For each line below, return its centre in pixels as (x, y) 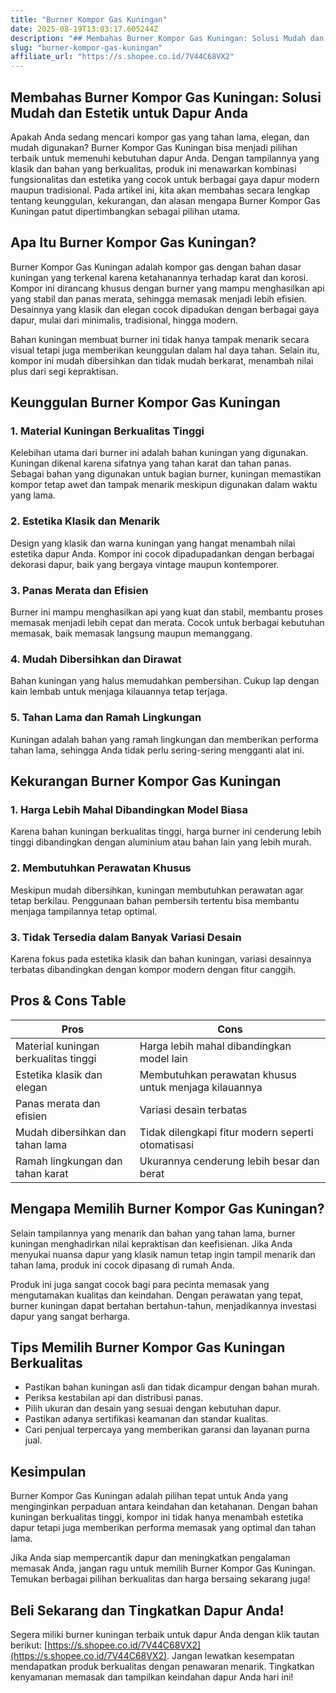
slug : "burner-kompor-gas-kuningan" (86, 47)
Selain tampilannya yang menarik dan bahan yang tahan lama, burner (153, 1233)
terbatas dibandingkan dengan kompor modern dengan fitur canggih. (153, 969)
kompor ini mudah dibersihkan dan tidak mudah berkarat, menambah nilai (162, 360)
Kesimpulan (48, 1471)
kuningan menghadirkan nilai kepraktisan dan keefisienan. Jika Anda (151, 1243)
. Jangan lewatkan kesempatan (230, 1655)
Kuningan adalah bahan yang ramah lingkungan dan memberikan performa (164, 739)
